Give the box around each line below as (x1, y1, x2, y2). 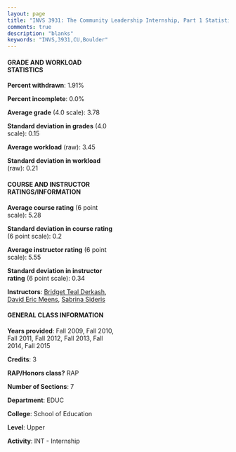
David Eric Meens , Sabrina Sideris (7, 295, 105, 303)
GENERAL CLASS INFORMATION (7, 311, 104, 319)
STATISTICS (7, 65, 44, 74)
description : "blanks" (7, 29, 74, 37)
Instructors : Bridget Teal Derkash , (7, 287, 107, 295)
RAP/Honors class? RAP (7, 368, 79, 377)
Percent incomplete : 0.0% (7, 95, 85, 103)
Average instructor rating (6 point (7, 245, 107, 253)
